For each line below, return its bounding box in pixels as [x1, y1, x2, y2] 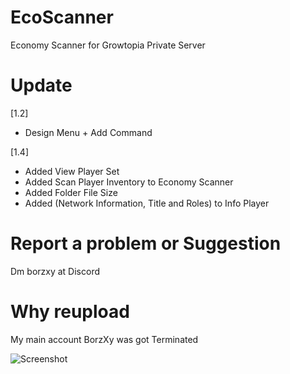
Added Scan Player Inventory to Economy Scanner [24, 176, 234, 188]
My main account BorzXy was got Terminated [10, 333, 199, 345]
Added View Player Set [24, 165, 120, 177]
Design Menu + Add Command [24, 126, 153, 138]
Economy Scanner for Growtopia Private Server [10, 39, 206, 51]
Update [10, 74, 73, 97]
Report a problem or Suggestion [10, 232, 282, 255]
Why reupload [10, 301, 130, 323]
